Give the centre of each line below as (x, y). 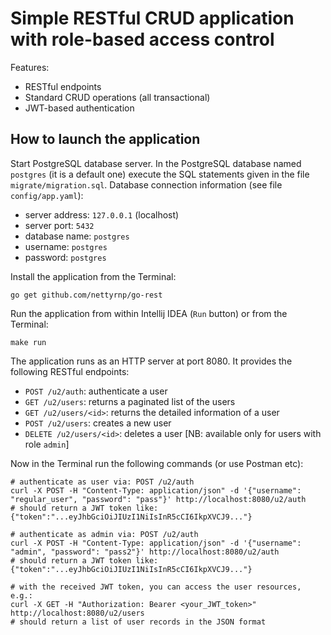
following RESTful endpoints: (70, 371)
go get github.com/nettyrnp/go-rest (86, 295)
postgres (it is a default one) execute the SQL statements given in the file (160, 174)
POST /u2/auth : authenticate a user (96, 391)
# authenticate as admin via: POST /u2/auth (104, 534)
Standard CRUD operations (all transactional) (117, 97)
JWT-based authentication (79, 108)
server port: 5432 (59, 225)
